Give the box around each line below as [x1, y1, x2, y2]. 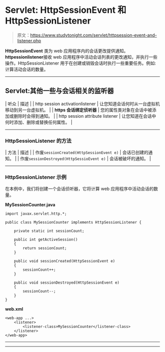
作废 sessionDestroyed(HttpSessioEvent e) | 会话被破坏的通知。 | [20, 156, 151, 161]
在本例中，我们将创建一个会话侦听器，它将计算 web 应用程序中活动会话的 [5, 186, 154, 192]
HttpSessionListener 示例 [5, 173, 67, 180]
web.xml [5, 306, 24, 312]
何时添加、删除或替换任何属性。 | [5, 119, 73, 125]
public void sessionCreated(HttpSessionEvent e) [14, 259, 115, 264]
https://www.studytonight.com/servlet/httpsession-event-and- [30, 32, 157, 38]
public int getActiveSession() [14, 237, 78, 242]
